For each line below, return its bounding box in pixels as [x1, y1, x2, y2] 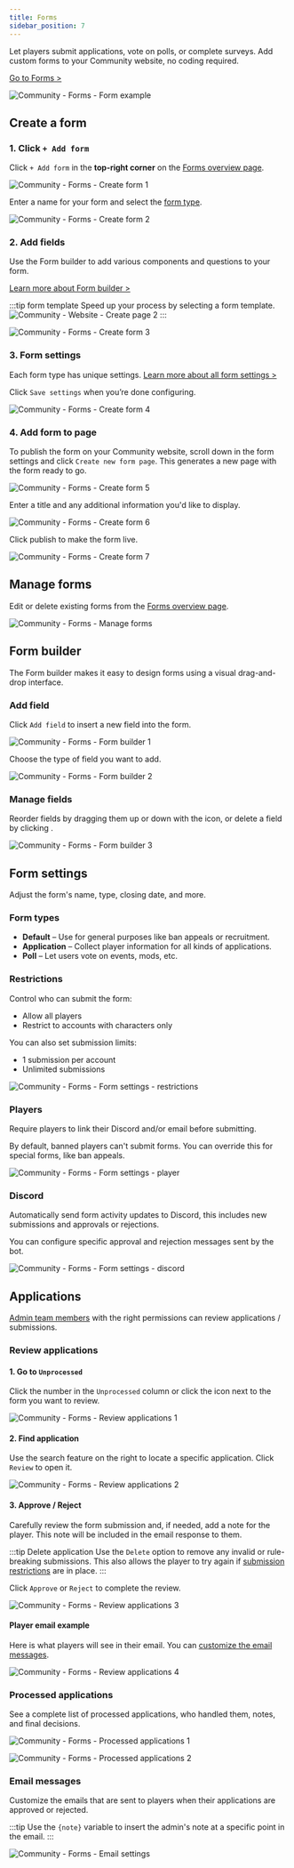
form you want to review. [9, 1396, 100, 1406]
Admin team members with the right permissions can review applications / [9, 1313, 282, 1324]
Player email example [9, 1620, 91, 1630]
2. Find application [9, 1433, 80, 1444]
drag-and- [238, 667, 277, 678]
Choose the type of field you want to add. [9, 753, 162, 764]
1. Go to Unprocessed [9, 1366, 83, 1377]
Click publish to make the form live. [9, 535, 139, 545]
